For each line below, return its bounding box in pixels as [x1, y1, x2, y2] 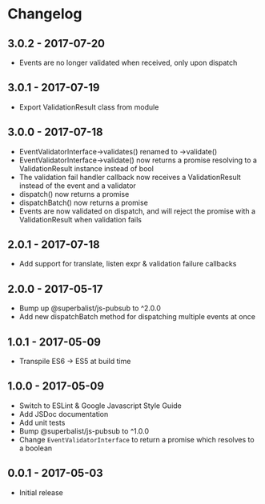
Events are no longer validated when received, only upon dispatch [18, 58, 238, 67]
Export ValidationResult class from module [18, 102, 159, 112]
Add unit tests [18, 418, 66, 427]
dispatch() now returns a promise [18, 189, 130, 198]
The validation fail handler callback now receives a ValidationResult [18, 172, 241, 182]
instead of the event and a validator [18, 181, 137, 190]
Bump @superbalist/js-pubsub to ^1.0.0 [18, 426, 150, 436]
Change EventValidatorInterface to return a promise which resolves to [18, 434, 255, 444]
